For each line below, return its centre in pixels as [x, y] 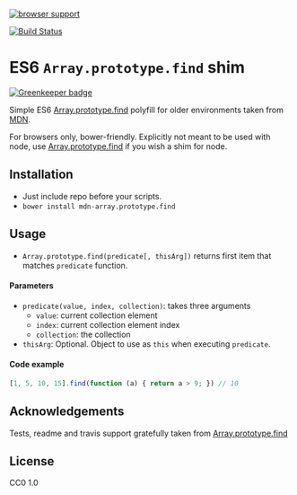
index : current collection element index [108, 324]
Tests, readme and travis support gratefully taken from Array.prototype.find [148, 433]
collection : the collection [83, 334]
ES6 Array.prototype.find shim [127, 68]
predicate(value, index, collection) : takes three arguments [136, 305]
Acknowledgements [67, 412]
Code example [37, 365]
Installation [41, 175]
